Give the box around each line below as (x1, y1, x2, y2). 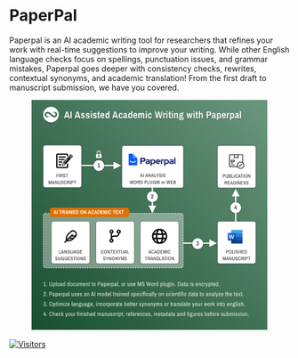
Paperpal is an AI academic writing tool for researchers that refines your (9, 35, 274, 45)
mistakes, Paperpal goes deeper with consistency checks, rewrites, (9, 63, 257, 74)
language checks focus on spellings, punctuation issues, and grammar (9, 53, 269, 64)
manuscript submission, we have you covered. (9, 82, 180, 93)
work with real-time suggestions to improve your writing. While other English (9, 44, 290, 54)
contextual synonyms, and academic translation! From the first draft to (9, 72, 267, 83)
